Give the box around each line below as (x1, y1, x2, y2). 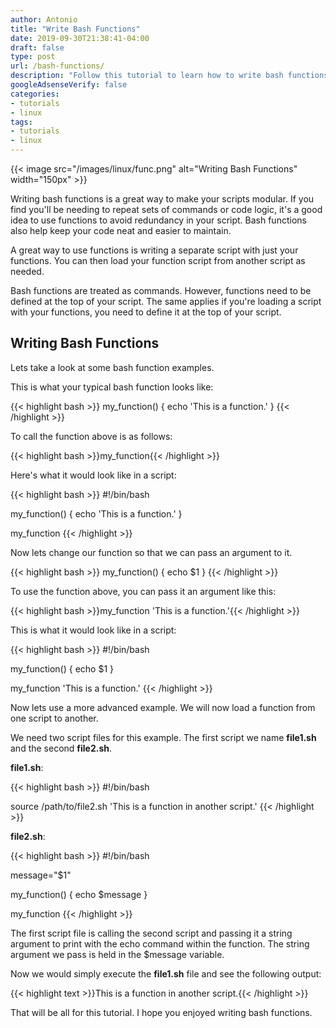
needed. (10, 266, 45, 277)
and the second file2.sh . (10, 742, 113, 754)
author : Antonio (10, 14, 78, 25)
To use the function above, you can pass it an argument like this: (10, 585, 277, 597)
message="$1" (10, 869, 72, 881)
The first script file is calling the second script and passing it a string (10, 927, 293, 939)
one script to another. (10, 712, 99, 724)
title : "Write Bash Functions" (10, 24, 141, 34)
